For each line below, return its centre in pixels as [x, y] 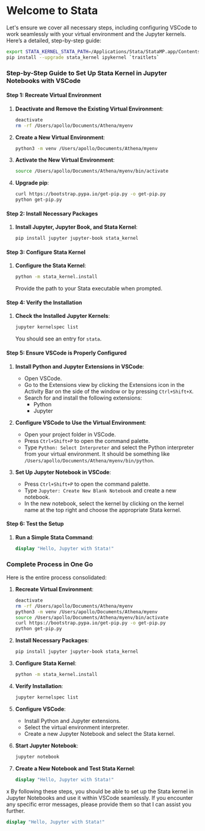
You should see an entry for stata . [58, 339]
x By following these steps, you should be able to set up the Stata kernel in [100, 791]
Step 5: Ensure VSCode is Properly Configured [67, 353]
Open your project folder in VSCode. [70, 434]
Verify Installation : [39, 686]
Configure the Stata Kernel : [51, 265]
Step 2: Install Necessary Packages [52, 214]
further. [16, 811]
